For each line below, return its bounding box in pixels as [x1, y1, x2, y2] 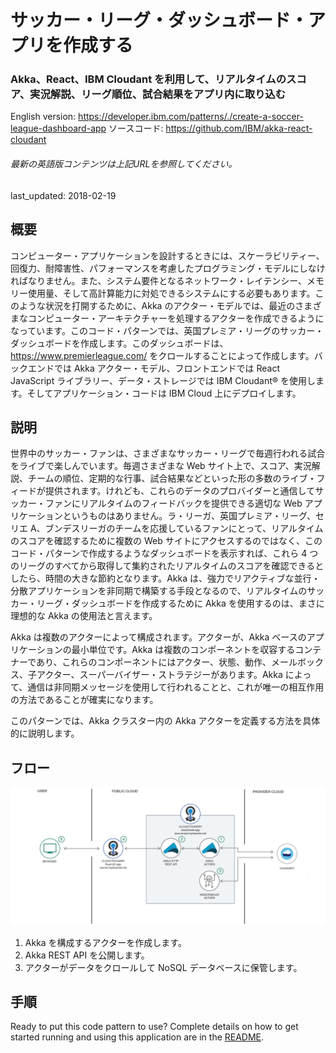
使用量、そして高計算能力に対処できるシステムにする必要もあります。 [27, 287, 316, 299]
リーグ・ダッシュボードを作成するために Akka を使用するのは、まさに [36, 597, 325, 610]
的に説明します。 [10, 727, 80, 740]
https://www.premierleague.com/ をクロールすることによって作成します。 [10, 349, 315, 361]
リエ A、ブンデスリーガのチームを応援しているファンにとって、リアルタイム [10, 522, 324, 535]
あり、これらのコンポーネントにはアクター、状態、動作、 [36, 656, 272, 668]
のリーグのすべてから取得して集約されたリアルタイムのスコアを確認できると [10, 560, 325, 572]
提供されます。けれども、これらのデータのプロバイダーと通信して [44, 485, 316, 497]
